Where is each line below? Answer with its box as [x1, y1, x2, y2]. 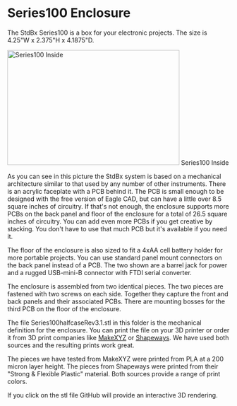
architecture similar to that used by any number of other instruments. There [7, 179, 226, 188]
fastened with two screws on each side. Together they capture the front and [7, 289, 229, 298]
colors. [7, 377, 28, 385]
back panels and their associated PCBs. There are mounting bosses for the [7, 297, 226, 306]
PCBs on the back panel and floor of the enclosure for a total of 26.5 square [7, 209, 228, 218]
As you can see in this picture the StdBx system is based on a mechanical [7, 172, 221, 180]
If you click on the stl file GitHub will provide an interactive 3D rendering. [7, 390, 218, 399]
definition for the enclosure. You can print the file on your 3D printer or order [7, 325, 230, 334]
